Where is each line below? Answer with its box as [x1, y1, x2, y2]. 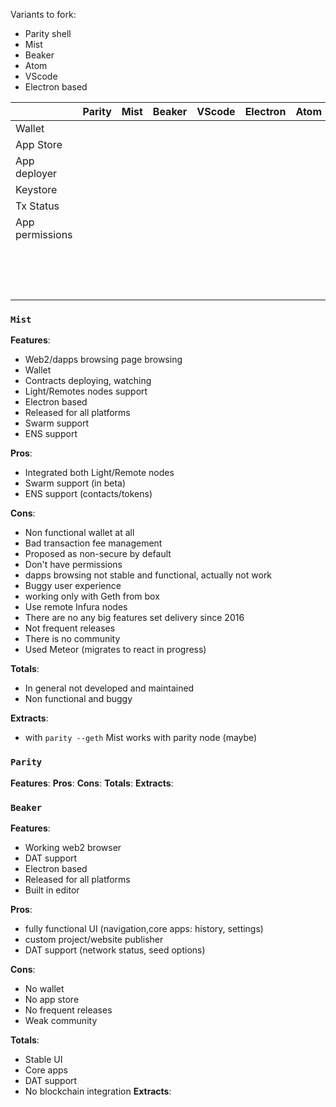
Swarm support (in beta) [24, 477, 127, 489]
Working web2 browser [24, 841, 122, 853]
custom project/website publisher [24, 933, 164, 945]
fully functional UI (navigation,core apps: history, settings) [24, 922, 264, 934]
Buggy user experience [24, 580, 122, 592]
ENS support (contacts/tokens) [24, 488, 153, 500]
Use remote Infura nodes [24, 601, 128, 613]
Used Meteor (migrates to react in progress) [24, 644, 207, 656]
